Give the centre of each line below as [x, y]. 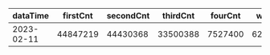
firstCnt [78, 16]
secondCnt [128, 16]
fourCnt [225, 16]
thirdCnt [178, 16]
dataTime [31, 16]
